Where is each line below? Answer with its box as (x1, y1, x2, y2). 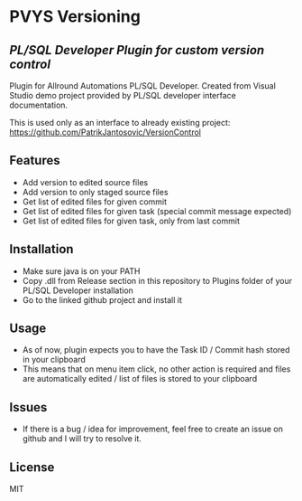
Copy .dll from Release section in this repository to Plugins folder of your (22, 275, 293, 286)
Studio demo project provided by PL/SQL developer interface (9, 90, 237, 100)
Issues (9, 400, 48, 415)
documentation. (9, 99, 69, 110)
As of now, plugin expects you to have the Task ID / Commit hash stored (22, 345, 290, 355)
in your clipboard (22, 354, 86, 365)
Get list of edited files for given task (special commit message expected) (22, 205, 292, 216)
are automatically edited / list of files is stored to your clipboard (22, 373, 258, 384)
